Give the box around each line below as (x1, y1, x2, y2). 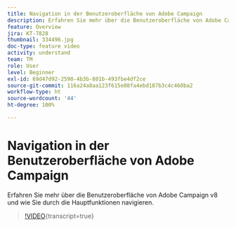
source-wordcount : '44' (7, 95, 77, 102)
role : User (7, 62, 39, 69)
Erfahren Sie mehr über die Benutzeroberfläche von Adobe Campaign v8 (7, 191, 218, 199)
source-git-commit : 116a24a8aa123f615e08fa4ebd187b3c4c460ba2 (7, 82, 193, 89)
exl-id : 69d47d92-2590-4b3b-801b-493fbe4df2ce (7, 75, 146, 83)
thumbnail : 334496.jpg (7, 36, 74, 43)
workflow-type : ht (7, 88, 61, 95)
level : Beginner (7, 69, 55, 76)
